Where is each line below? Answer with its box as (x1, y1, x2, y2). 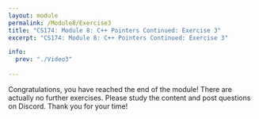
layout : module (8, 11, 59, 20)
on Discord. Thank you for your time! (8, 101, 128, 111)
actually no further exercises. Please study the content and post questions (8, 93, 251, 102)
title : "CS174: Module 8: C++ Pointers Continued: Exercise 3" (8, 26, 222, 34)
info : (8, 48, 26, 56)
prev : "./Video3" (15, 56, 73, 63)
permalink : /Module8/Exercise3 (8, 19, 112, 27)
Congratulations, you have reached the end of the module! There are (8, 84, 232, 94)
